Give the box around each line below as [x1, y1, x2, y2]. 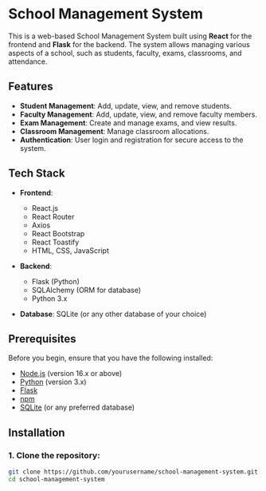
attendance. [8, 57, 48, 66]
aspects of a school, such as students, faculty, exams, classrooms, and [8, 48, 242, 57]
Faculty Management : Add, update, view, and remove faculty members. [19, 109, 257, 119]
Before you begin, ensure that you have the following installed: [8, 353, 213, 363]
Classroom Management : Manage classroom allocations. [19, 126, 209, 136]
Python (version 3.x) [19, 377, 87, 387]
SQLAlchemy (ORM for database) [31, 285, 142, 295]
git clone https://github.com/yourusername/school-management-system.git [8, 468, 259, 476]
